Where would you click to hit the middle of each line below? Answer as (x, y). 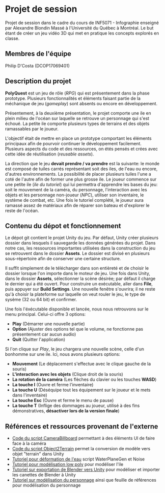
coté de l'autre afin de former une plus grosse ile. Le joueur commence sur (81, 179)
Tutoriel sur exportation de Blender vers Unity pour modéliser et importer (86, 470)
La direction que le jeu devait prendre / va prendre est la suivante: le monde (82, 163)
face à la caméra (29, 443)
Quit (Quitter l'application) (39, 339)
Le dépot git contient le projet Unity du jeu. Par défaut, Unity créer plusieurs (82, 238)
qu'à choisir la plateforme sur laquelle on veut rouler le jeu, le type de (75, 294)
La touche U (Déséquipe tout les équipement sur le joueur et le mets (81, 390)
